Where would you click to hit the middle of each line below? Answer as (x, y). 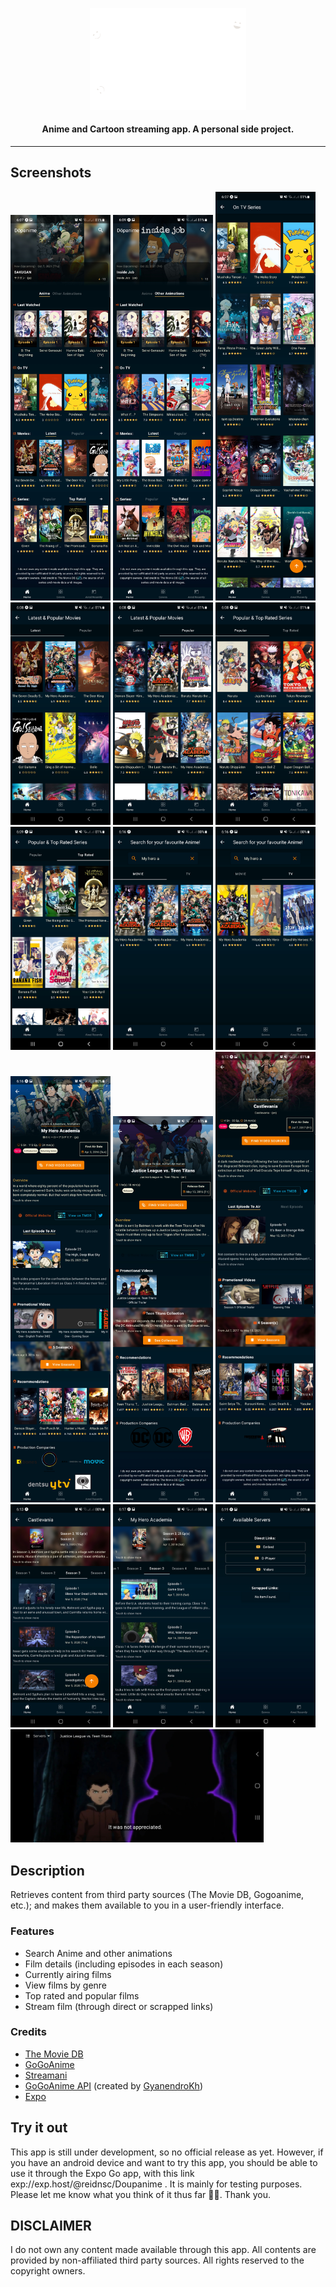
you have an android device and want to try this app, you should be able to (164, 2162)
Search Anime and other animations (98, 1953)
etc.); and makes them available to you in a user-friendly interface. (147, 1905)
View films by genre (66, 1985)
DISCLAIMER (51, 2226)
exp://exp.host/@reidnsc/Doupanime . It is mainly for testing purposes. (156, 2184)
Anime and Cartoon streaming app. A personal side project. (168, 129)
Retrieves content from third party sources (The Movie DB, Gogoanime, (157, 1895)
